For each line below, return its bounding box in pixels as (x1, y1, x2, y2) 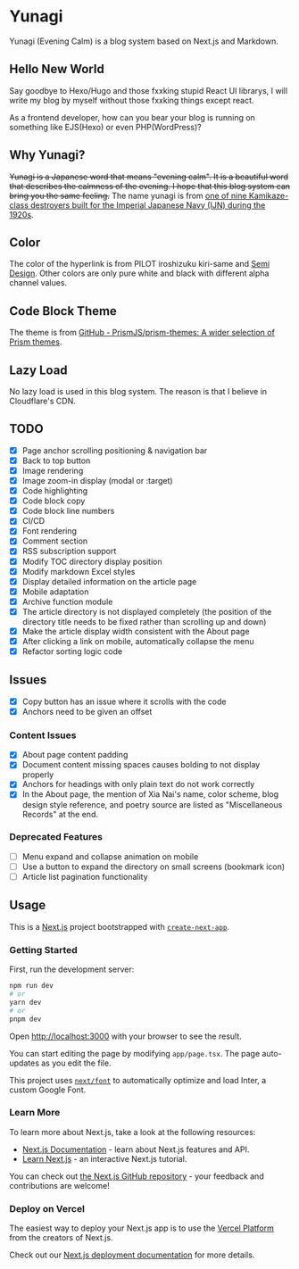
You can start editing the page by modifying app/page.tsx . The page (9, 1048, 261, 1058)
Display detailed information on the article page (21, 576, 197, 586)
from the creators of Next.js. (9, 1232, 113, 1243)
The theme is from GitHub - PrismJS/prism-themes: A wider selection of (9, 328, 275, 338)
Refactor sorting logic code (21, 646, 123, 657)
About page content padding (21, 750, 129, 760)
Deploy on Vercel (9, 1202, 85, 1215)
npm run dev (9, 982, 54, 991)
